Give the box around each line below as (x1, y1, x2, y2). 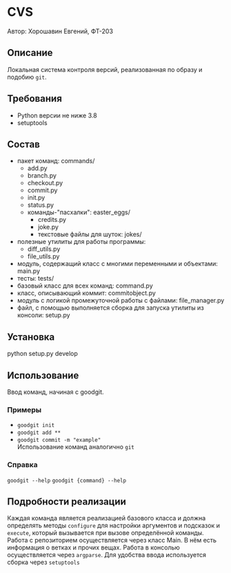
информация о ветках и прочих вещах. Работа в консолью (7, 543, 181, 552)
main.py (17, 267, 40, 275)
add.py (27, 164, 48, 173)
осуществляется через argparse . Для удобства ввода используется (7, 551, 207, 559)
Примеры (7, 405, 42, 415)
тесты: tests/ (17, 274, 54, 283)
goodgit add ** (17, 429, 61, 436)
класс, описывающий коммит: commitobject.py (17, 289, 157, 297)
